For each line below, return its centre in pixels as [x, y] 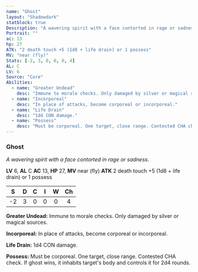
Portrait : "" [22, 33]
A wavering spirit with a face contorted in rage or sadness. [77, 160]
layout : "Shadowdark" [33, 17]
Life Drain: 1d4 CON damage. [42, 245]
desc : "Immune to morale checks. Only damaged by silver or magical [103, 93]
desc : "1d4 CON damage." [47, 115]
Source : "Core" [25, 77]
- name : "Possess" [34, 121]
